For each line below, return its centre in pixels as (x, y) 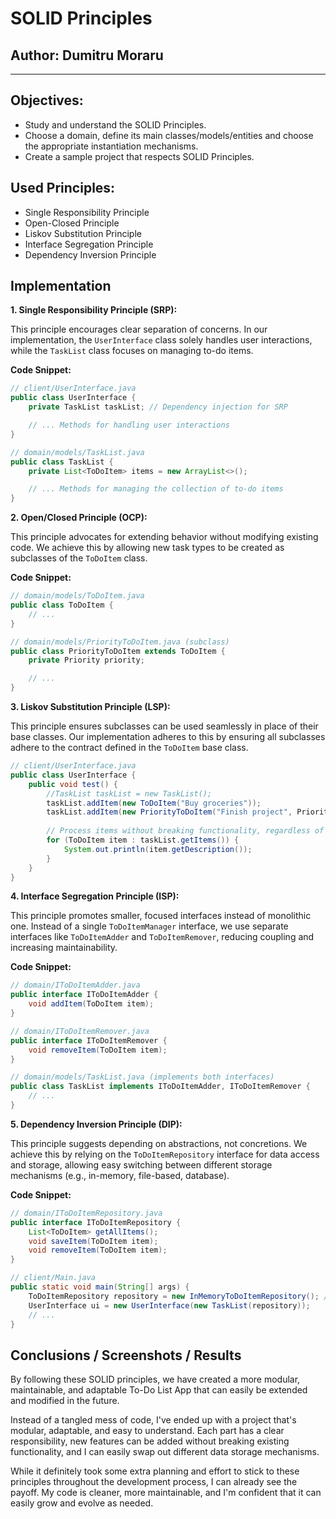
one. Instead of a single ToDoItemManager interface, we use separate (149, 926)
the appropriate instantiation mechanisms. (111, 146)
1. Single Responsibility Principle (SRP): (94, 310)
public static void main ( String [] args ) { (100, 1287)
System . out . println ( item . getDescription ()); (158, 849)
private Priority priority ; (86, 660)
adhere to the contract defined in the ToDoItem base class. (129, 748)
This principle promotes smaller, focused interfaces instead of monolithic (161, 916)
